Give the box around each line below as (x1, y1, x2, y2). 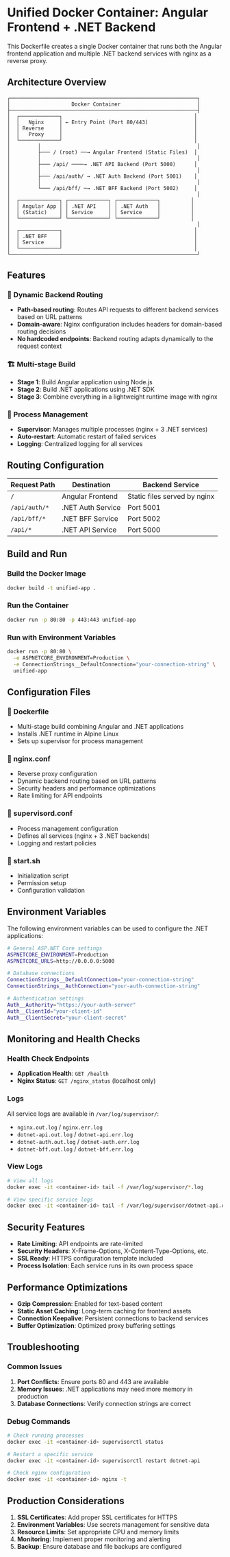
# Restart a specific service (7, 1451, 94, 1458)
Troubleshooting (7, 1342, 80, 1353)
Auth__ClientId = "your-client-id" (7, 1007, 103, 1015)
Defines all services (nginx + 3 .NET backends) (16, 832, 151, 840)
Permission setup (16, 878, 66, 887)
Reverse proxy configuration (16, 770, 98, 778)
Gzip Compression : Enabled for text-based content (16, 1299, 163, 1308)
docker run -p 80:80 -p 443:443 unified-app (7, 616, 136, 623)
